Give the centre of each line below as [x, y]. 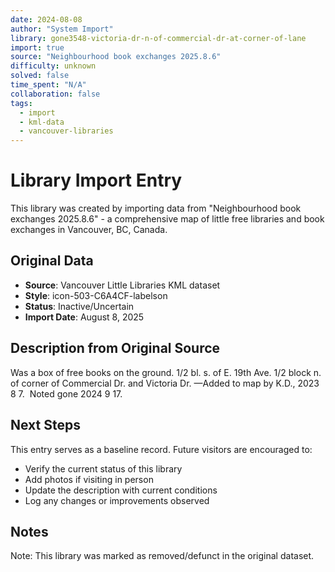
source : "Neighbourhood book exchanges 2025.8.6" [116, 57]
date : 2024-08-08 [46, 19]
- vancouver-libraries [66, 131]
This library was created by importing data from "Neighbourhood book [156, 208]
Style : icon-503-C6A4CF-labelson [96, 295]
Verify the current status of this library [103, 468]
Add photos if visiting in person [89, 479]
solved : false [40, 76]
